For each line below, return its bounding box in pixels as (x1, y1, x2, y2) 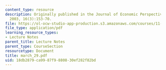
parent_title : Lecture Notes (5, 39, 65, 44)
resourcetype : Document (5, 48, 54, 53)
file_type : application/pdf (5, 26, 63, 31)
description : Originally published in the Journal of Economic (5, 12, 138, 17)
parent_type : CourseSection (5, 44, 63, 49)
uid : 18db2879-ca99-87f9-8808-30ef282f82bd (5, 58, 96, 63)
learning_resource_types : (5, 30, 58, 35)
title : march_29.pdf (5, 53, 48, 58)
